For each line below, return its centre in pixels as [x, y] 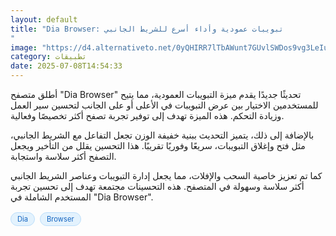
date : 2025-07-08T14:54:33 [66, 66]
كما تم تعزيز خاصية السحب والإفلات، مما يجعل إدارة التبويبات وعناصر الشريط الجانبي [166, 175]
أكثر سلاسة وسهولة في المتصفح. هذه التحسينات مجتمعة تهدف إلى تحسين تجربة [157, 186]
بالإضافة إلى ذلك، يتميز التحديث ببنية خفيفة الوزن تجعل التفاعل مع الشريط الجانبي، [162, 135]
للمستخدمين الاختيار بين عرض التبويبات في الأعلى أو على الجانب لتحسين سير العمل [164, 105]
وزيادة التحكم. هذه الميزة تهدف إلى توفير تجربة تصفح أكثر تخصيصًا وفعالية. [147, 115]
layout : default [44, 19]
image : [24, 47]
